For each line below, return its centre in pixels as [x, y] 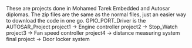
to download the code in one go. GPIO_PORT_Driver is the [76, 21]
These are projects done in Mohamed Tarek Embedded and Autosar [88, 8]
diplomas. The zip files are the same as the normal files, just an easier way [96, 14]
